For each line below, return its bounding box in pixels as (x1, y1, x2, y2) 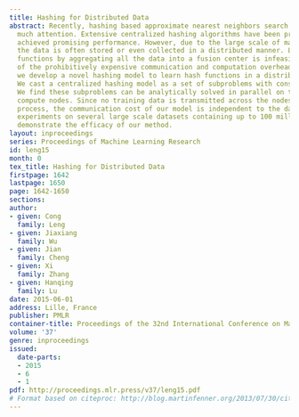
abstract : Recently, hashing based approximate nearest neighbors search (9, 21, 289, 30)
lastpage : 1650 (9, 179, 66, 188)
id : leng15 (9, 145, 50, 154)
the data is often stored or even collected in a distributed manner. (17, 46, 285, 55)
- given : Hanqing (9, 278, 74, 287)
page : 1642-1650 (9, 187, 69, 196)
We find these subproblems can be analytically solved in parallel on (17, 87, 285, 96)
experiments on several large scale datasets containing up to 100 (17, 112, 273, 121)
